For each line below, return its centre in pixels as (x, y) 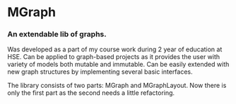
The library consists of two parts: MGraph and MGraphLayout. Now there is (117, 86)
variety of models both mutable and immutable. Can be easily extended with (118, 65)
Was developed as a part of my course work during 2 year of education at (115, 49)
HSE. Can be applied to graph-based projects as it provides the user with (114, 57)
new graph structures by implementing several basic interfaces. (100, 72)
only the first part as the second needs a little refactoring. (91, 93)
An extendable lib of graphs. (57, 34)
